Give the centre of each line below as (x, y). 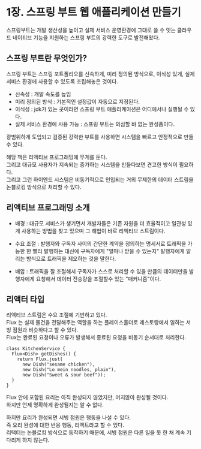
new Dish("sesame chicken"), (58, 364)
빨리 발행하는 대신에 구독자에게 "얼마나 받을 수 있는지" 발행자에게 (109, 251)
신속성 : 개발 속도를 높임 (43, 94)
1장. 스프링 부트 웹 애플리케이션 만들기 (94, 12)
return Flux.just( (40, 359)
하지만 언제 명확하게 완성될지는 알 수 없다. (55, 405)
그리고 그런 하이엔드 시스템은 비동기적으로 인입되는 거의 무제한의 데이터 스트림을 (100, 179)
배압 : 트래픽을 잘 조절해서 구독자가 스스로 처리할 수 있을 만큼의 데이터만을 (101, 271)
